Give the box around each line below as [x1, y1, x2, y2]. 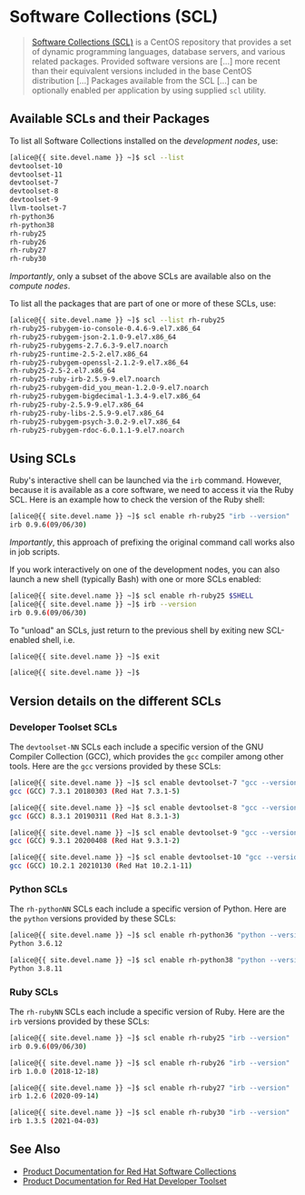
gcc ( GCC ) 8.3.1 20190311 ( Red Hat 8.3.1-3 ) [9, 811, 181, 820]
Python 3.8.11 [9, 964, 64, 973]
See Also [9, 1141, 61, 1157]
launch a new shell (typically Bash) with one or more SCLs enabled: [9, 573, 261, 584]
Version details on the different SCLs [9, 693, 221, 708]
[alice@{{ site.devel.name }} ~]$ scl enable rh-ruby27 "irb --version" [9, 1083, 290, 1092]
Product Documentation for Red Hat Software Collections [22, 1166, 237, 1177]
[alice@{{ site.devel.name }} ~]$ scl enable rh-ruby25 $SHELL [9, 591, 254, 600]
